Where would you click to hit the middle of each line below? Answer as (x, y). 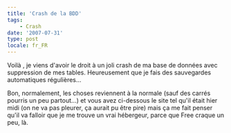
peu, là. (18, 122)
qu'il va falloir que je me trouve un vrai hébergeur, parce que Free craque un (116, 115)
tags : (15, 20)
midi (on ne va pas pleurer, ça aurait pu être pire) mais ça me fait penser (110, 108)
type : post (23, 39)
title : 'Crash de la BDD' (44, 13)
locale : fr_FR (28, 45)
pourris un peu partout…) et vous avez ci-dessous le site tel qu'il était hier (112, 100)
